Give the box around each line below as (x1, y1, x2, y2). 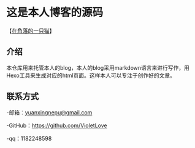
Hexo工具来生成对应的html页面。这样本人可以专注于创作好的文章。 (6, 72, 176, 79)
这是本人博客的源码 (6, 6, 104, 20)
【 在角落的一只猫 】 (6, 27, 55, 34)
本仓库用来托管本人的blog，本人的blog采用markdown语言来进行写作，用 (6, 64, 190, 71)
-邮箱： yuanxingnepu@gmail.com (6, 108, 93, 116)
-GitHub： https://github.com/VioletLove (6, 122, 107, 129)
